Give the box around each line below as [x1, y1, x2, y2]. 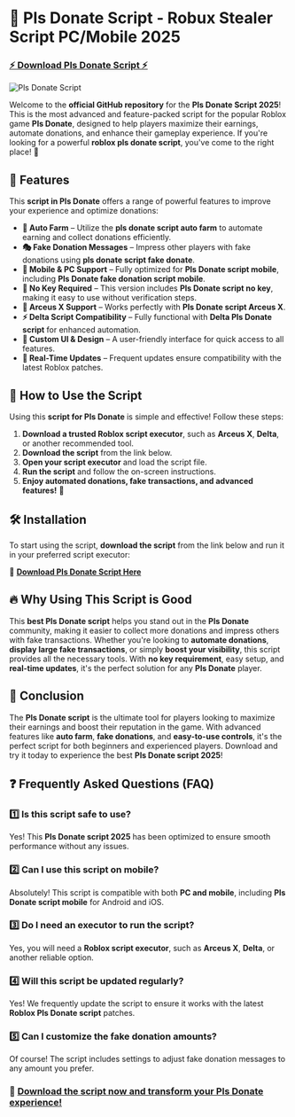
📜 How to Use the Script [9, 387, 143, 402]
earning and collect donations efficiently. [21, 232, 171, 243]
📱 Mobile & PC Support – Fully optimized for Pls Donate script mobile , [21, 264, 279, 275]
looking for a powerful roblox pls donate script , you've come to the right [9, 137, 275, 148]
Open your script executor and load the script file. [21, 457, 207, 468]
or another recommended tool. [21, 438, 135, 449]
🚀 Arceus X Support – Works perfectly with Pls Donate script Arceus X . [21, 301, 286, 313]
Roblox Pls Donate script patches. [9, 1008, 136, 1019]
